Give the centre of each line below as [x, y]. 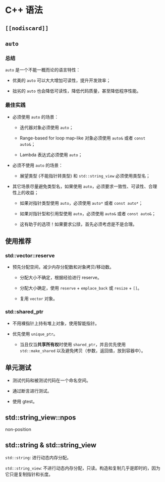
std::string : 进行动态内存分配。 [38, 457]
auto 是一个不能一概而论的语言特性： [43, 70]
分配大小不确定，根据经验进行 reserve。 [61, 278]
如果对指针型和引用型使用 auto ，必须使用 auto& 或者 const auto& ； [88, 213]
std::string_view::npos [41, 417]
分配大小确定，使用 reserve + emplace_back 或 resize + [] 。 [81, 288]
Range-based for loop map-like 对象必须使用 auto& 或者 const [82, 138]
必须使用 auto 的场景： [35, 117]
